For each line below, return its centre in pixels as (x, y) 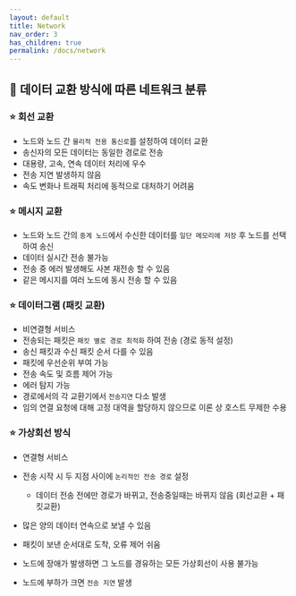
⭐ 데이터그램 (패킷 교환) (57, 305)
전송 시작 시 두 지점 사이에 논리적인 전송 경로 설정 (106, 476)
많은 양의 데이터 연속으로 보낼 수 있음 (87, 525)
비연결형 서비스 (49, 329)
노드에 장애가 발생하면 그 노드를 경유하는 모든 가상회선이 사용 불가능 (140, 563)
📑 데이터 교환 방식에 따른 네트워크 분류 (108, 89)
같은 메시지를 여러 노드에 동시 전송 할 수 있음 (100, 280)
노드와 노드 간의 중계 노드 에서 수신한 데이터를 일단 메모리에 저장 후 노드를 (146, 235)
